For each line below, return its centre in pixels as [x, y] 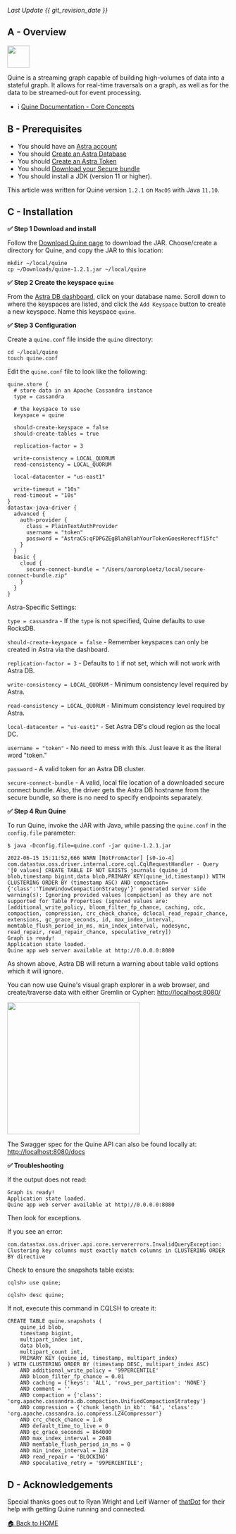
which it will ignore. [35, 971]
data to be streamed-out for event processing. [75, 92]
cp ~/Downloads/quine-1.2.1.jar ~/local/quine [77, 270]
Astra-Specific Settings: [42, 607]
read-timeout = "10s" [45, 496]
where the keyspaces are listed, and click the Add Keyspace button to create [117, 304]
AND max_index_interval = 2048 [66, 1438]
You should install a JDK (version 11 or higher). [85, 176]
